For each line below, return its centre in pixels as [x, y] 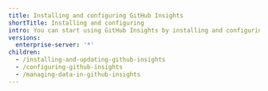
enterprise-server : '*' [55, 45]
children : [25, 52]
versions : [25, 38]
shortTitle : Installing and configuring [77, 23]
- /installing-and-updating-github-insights [91, 60]
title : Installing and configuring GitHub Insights [96, 15]
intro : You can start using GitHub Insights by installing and [116, 30]
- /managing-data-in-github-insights [78, 74]
